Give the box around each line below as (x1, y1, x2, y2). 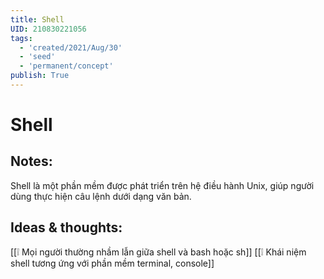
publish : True (10, 71, 70, 81)
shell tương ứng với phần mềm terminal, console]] (10, 257, 215, 269)
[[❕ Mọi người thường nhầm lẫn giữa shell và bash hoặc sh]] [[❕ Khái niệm (10, 246, 307, 258)
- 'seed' (19, 52, 56, 62)
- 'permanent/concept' (19, 61, 114, 71)
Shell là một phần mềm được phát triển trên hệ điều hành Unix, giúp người (10, 179, 315, 191)
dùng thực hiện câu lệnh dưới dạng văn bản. (10, 190, 192, 202)
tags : (10, 33, 33, 43)
